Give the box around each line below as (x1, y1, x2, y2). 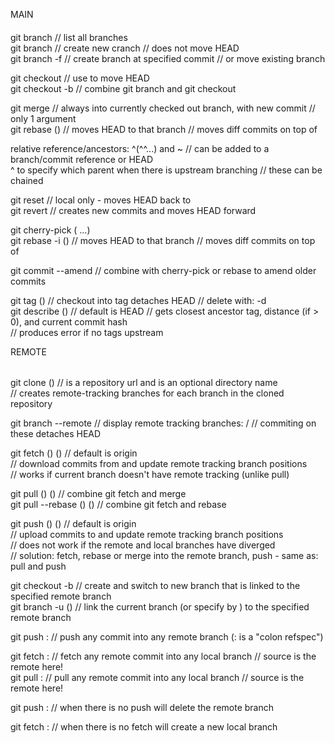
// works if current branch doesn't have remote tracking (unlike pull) (10, 469, 290, 481)
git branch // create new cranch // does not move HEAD (10, 42, 240, 54)
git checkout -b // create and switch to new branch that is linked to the (10, 580, 301, 592)
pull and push (10, 560, 67, 573)
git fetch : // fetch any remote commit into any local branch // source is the (10, 650, 317, 663)
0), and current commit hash (10, 315, 128, 328)
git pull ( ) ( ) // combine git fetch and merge (10, 488, 187, 500)
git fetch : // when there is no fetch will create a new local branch (10, 721, 278, 733)
